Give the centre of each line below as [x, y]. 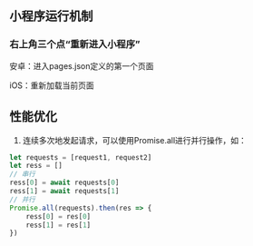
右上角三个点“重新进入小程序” [75, 44]
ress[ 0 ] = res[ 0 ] [58, 216]
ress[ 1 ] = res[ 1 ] [58, 225]
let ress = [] [36, 166]
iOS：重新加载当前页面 [52, 85]
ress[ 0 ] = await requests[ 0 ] [64, 183]
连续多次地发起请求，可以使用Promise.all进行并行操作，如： [135, 140]
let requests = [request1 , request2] [81, 157]
